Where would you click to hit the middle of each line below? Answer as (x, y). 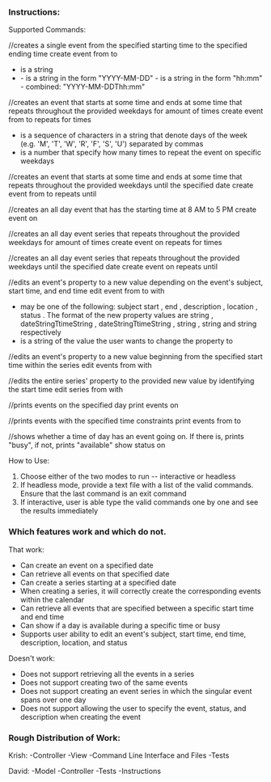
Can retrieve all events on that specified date (95, 573)
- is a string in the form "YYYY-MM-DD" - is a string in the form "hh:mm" (141, 78)
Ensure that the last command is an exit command (104, 494)
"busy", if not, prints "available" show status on (87, 445)
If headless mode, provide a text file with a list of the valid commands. (137, 485)
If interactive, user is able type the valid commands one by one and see (139, 502)
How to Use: (29, 461)
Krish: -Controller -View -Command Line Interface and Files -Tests (119, 755)
